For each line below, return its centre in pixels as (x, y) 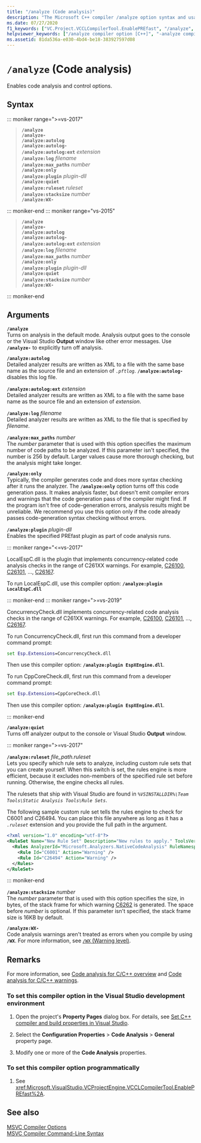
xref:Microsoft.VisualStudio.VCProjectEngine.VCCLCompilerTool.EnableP (105, 1087)
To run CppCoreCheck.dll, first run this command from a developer (89, 676)
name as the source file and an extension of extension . (74, 401)
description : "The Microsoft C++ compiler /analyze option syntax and (96, 17)
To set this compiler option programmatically (73, 1068)
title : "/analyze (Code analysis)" (51, 12)
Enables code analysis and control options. (60, 86)
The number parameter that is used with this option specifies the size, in (95, 899)
